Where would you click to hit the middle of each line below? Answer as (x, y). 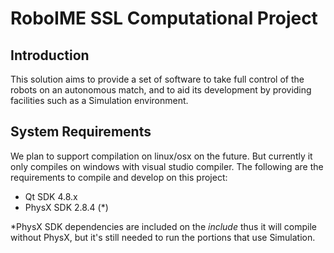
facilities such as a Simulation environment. (99, 100)
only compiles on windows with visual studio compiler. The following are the (167, 166)
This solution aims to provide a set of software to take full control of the (157, 79)
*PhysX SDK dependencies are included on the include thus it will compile (164, 226)
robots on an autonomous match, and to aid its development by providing (161, 90)
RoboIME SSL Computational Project (164, 18)
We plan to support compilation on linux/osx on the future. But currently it (161, 156)
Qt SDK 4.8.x (51, 196)
